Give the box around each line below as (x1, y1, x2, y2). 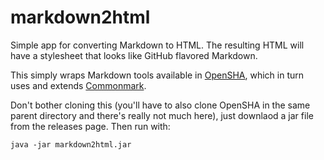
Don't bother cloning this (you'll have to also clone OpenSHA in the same (10, 99, 311, 111)
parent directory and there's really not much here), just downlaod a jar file (10, 109, 314, 121)
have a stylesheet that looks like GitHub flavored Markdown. (10, 49, 258, 61)
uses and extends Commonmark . (10, 79, 147, 91)
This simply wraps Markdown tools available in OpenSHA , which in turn (10, 69, 305, 81)
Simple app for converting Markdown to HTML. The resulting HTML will (10, 39, 305, 51)
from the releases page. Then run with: (10, 120, 171, 132)
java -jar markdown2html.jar (10, 139, 132, 150)
